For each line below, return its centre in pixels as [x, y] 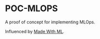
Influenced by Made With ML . [35, 31]
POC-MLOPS [31, 9]
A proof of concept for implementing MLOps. [50, 22]
